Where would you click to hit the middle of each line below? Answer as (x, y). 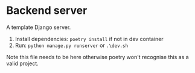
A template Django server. (39, 27)
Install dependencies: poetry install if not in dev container (89, 39)
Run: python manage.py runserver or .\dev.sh (72, 45)
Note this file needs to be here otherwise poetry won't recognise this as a (97, 57)
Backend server (47, 11)
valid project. (23, 63)
